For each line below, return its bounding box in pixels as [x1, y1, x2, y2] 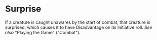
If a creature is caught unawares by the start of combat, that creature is [5, 19, 151, 25]
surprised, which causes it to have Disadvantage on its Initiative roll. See [5, 24, 152, 30]
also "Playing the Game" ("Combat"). [5, 29, 80, 35]
